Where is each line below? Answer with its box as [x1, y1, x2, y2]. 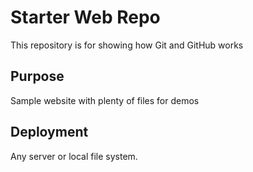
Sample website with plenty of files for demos [10, 94, 200, 106]
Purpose [10, 68, 65, 85]
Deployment [10, 124, 89, 141]
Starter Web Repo [10, 6, 161, 29]
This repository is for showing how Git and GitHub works [10, 39, 244, 51]
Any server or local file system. [10, 150, 138, 162]
